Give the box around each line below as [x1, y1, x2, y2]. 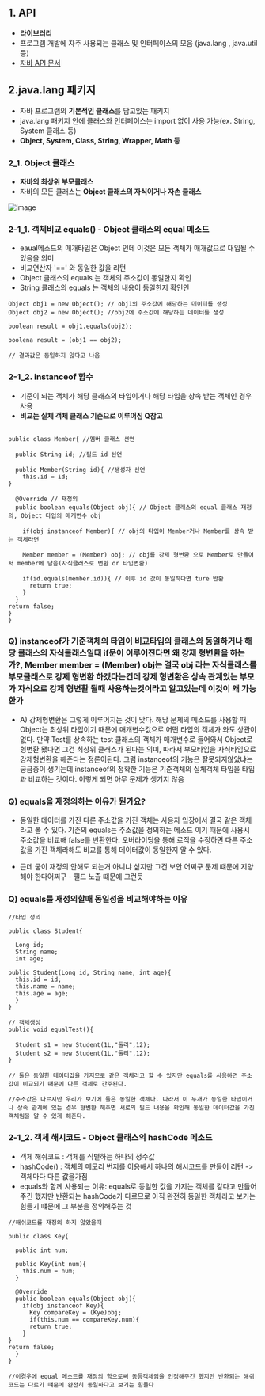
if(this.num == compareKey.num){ [28, 1315, 140, 1323]
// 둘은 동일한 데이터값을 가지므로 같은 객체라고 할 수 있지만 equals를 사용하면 [8, 1072, 239, 1080]
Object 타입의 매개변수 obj [21, 512, 101, 519]
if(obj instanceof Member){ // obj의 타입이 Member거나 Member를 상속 [22, 527, 245, 535]
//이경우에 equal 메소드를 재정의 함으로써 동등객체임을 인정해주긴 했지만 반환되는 [8, 1372, 240, 1380]
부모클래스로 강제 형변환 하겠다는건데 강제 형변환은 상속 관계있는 [8, 671, 238, 683]
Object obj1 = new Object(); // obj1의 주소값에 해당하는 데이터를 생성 [8, 300, 228, 308]
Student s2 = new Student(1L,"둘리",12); [15, 1049, 150, 1058]
